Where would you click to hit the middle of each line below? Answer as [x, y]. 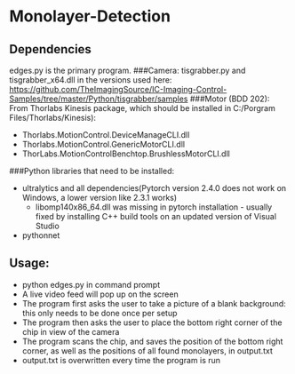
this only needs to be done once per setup [100, 313]
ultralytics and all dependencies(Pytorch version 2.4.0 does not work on [154, 188]
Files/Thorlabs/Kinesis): [52, 118]
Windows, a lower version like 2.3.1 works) [100, 198]
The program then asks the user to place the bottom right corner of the [152, 322]
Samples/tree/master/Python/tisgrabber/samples [99, 99]
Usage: [30, 263]
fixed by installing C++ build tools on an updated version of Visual [156, 216]
